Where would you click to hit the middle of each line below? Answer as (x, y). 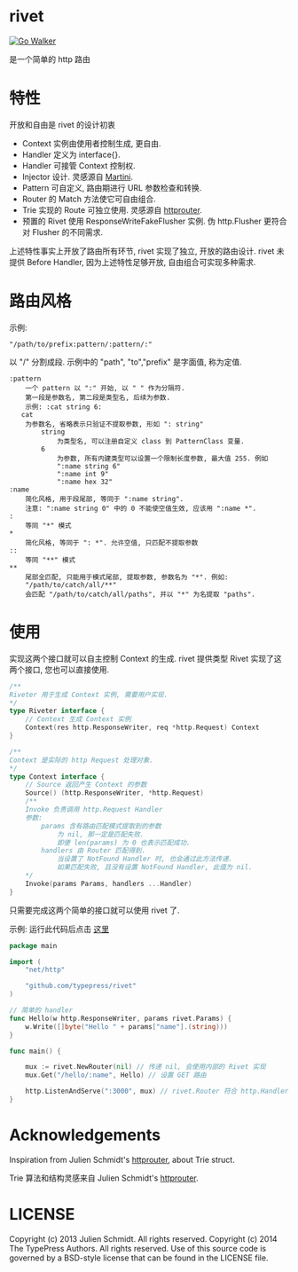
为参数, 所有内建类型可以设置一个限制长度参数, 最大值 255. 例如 (162, 459)
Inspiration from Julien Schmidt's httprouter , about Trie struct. (122, 1159)
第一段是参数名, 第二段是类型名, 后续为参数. (98, 397)
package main (33, 946)
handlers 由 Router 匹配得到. (94, 851)
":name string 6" (89, 466)
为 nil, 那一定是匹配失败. (100, 834)
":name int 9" (82, 474)
